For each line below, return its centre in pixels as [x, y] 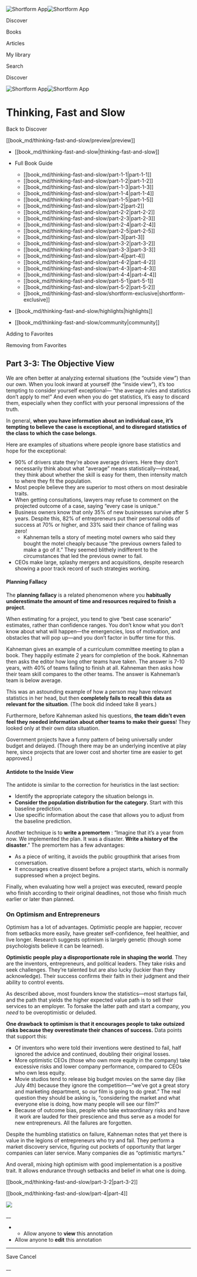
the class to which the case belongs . [51, 433]
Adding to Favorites [30, 334]
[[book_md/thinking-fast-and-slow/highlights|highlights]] [84, 311]
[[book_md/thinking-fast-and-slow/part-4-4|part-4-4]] [90, 274]
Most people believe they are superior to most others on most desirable [101, 487]
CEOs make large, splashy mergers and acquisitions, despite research [99, 562]
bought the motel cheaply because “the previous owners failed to [102, 543]
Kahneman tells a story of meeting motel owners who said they [99, 537]
